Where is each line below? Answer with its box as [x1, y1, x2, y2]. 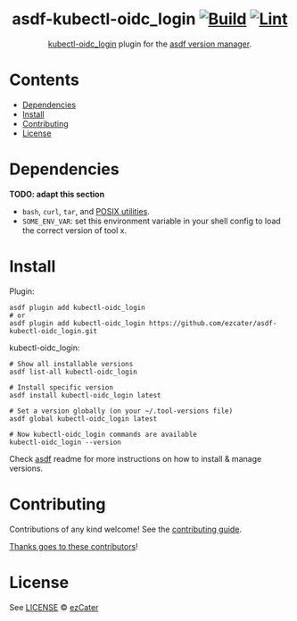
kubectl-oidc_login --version [9, 438, 122, 447]
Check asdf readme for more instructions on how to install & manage [9, 453, 262, 464]
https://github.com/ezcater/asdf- [148, 318, 277, 328]
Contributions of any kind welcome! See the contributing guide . [9, 524, 243, 534]
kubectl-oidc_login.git [9, 326, 98, 335]
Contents [9, 70, 80, 90]
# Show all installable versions [9, 359, 134, 368]
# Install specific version [9, 382, 114, 392]
